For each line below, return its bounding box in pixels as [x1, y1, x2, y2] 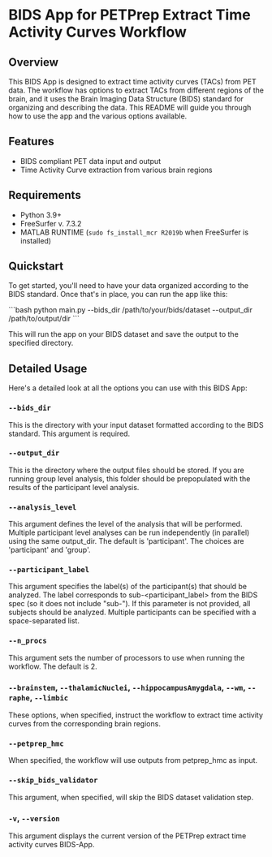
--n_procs [8, 636, 47, 646]
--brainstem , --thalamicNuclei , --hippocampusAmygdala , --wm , [8, 682, 246, 693]
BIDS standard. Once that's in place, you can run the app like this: [8, 290, 228, 299]
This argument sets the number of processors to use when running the [8, 652, 245, 662]
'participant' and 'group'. [8, 545, 91, 555]
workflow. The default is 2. [8, 661, 97, 671]
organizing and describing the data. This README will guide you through [8, 103, 252, 112]
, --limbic [29, 691, 69, 703]
